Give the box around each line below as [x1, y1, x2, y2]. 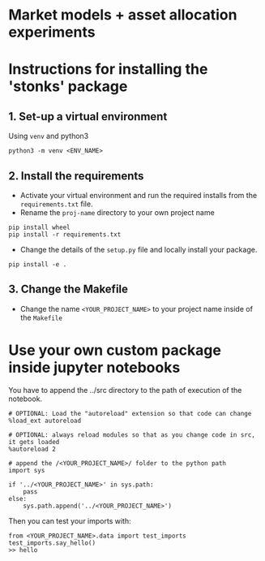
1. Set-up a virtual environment [8, 110, 168, 123]
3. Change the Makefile [8, 283, 128, 296]
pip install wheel [8, 223, 71, 231]
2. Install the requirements [8, 169, 144, 183]
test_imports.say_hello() [8, 538, 96, 547]
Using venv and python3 [8, 132, 89, 141]
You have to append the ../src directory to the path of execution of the [8, 385, 242, 395]
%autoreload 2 [8, 445, 57, 453]
